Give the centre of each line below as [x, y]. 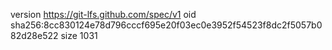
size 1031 [79, 35]
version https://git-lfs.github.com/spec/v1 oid [103, 14]
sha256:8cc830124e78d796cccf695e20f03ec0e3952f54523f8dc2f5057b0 [166, 25]
